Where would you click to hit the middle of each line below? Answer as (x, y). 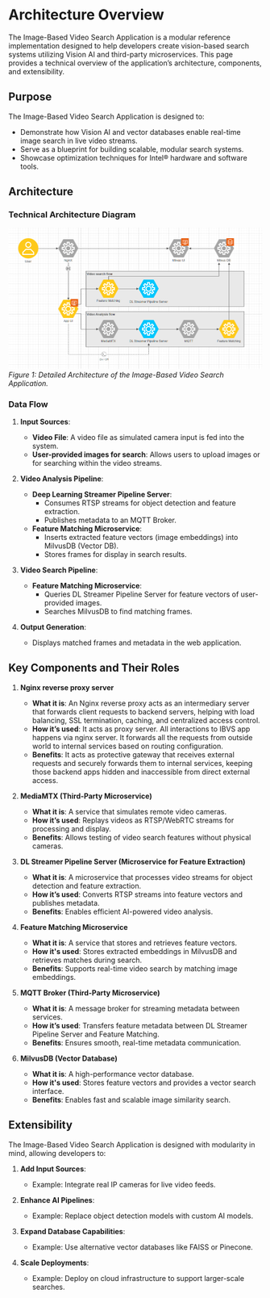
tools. (29, 166)
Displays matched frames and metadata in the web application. (137, 643)
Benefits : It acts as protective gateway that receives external (133, 754)
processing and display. (71, 828)
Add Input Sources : (53, 1169)
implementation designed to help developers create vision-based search (129, 45)
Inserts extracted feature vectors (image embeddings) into (141, 537)
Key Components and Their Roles (94, 668)
